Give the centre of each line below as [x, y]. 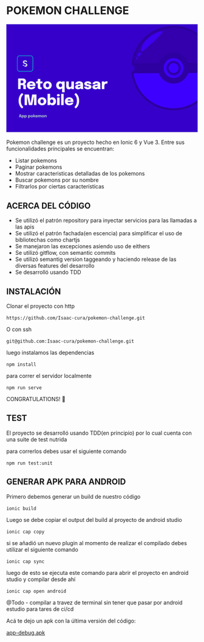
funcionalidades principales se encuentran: [60, 149]
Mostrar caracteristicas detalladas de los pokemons [80, 174]
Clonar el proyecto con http [40, 306]
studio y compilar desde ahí [41, 579]
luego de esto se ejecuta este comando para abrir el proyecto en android [97, 572]
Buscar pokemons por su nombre [57, 180]
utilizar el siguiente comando [42, 549]
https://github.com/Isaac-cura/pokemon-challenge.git [76, 318]
